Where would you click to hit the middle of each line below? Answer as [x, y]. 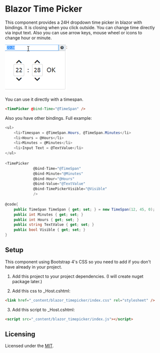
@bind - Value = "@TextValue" [59, 184]
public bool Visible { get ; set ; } [50, 230]
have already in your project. [33, 267]
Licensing [20, 334]
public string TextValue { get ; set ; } [54, 225]
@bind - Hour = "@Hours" [54, 179]
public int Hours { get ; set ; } [46, 220]
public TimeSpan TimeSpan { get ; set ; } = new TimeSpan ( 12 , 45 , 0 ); [84, 209]
